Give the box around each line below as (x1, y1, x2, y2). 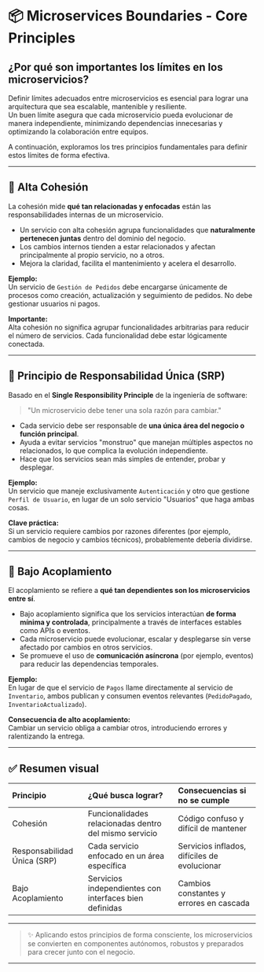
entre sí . (8, 594, 35, 603)
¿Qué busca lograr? (87, 790, 163, 801)
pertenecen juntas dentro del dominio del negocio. (19, 234, 186, 243)
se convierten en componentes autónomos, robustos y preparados (27, 939, 244, 948)
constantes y (178, 888, 226, 899)
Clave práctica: (8, 517, 59, 528)
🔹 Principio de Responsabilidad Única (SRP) (8, 370, 225, 383)
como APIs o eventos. (19, 626, 90, 635)
